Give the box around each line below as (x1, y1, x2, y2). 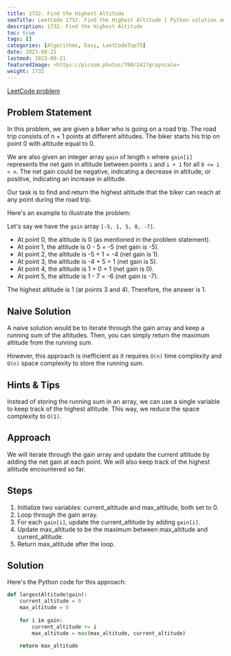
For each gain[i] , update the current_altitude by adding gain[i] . (16, 517, 201, 526)
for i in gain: (19, 617, 63, 624)
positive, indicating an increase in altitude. (7, 175, 126, 183)
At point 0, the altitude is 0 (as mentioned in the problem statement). (16, 236, 211, 244)
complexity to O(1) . (7, 411, 62, 420)
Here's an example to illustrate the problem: (7, 209, 131, 217)
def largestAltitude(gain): (7, 591, 88, 598)
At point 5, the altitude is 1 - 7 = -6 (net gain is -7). (16, 272, 159, 280)
